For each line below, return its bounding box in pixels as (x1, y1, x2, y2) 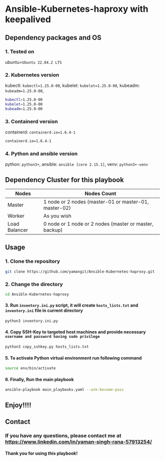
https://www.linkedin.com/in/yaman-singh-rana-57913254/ (5, 438, 152, 445)
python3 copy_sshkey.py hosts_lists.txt (5, 344, 89, 349)
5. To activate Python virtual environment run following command (5, 355, 142, 361)
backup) (43, 227, 63, 233)
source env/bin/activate (5, 366, 56, 371)
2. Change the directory (5, 281, 63, 287)
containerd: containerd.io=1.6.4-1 (5, 129, 76, 135)
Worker (7, 212, 25, 219)
